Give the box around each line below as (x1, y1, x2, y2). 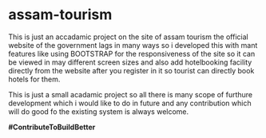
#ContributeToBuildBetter (8, 122, 96, 132)
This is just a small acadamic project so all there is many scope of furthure (8, 89, 253, 99)
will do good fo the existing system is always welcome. (8, 106, 189, 116)
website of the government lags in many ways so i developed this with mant (8, 40, 258, 49)
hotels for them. (8, 74, 61, 84)
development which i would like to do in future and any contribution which (8, 98, 252, 108)
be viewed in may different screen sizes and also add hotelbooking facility (8, 57, 252, 67)
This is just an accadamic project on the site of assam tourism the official (8, 32, 249, 41)
